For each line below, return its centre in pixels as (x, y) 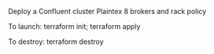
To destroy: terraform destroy (56, 41)
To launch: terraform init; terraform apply (74, 26)
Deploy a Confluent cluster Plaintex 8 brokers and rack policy (107, 11)
